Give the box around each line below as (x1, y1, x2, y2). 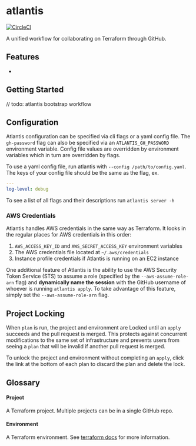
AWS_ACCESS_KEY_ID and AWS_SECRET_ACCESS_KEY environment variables (14, 242, 182, 249)
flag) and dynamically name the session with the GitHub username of (15, 279, 187, 286)
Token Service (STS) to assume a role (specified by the (6, 272, 140, 280)
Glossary (6, 378, 40, 388)
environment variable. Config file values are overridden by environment (6, 145, 179, 152)
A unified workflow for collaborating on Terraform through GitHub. (6, 35, 167, 42)
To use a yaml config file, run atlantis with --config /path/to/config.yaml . (6, 163, 187, 170)
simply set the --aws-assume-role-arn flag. (6, 291, 109, 298)
